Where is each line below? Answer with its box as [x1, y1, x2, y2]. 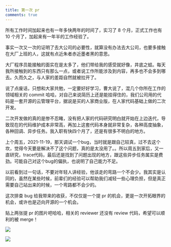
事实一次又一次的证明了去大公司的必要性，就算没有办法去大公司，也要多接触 [5, 44, 166, 50]
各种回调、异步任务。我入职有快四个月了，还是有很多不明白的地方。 [5, 128, 148, 134]
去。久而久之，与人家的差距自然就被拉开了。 [5, 74, 99, 80]
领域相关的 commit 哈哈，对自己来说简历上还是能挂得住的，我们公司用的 [5, 92, 157, 98]
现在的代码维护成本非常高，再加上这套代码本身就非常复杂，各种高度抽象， [9, 121, 166, 128]
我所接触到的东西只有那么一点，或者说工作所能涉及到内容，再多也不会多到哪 [5, 68, 166, 74]
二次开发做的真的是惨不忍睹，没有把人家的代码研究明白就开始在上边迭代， [5, 115, 161, 121]
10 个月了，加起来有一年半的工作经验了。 [5, 33, 92, 39]
